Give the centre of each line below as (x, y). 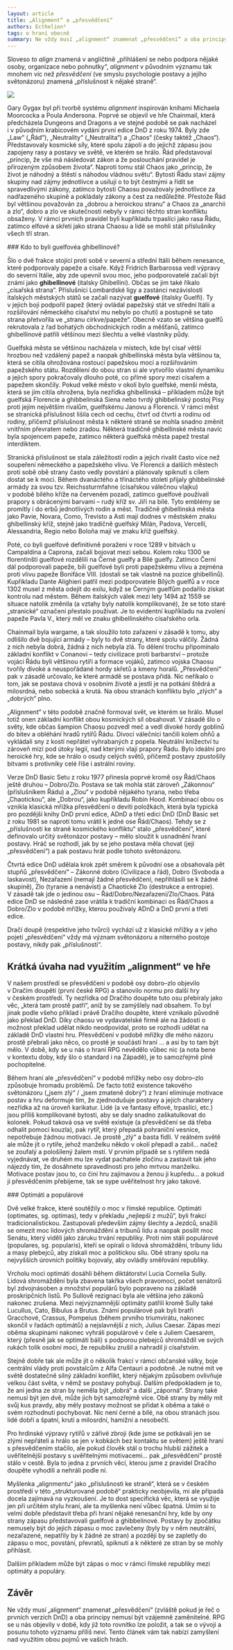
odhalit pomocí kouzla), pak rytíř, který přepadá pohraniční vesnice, (104, 1129)
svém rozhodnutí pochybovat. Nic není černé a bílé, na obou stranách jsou (113, 1412)
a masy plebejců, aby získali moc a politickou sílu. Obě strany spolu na (108, 1252)
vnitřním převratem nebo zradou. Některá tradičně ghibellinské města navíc (115, 429)
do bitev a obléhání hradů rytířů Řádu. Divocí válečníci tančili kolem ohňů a (114, 734)
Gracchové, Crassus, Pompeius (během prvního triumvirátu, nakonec (106, 1318)
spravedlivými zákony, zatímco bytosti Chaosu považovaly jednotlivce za (111, 189)
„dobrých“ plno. (29, 699)
